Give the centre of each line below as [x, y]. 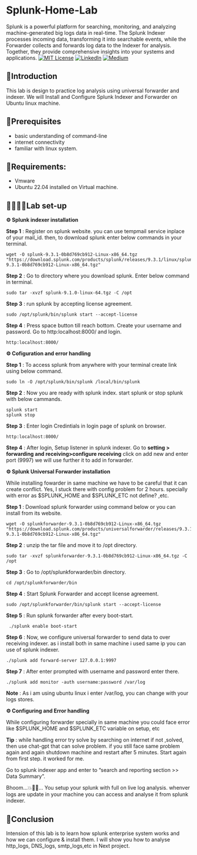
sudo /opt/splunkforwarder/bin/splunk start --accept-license [84, 605]
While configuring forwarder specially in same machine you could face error [98, 723]
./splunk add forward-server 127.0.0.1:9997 [61, 661]
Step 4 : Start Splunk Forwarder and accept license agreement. [82, 594]
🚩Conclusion [30, 819]
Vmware [25, 181]
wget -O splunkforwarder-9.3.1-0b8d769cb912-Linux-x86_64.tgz [84, 524]
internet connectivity [40, 142]
